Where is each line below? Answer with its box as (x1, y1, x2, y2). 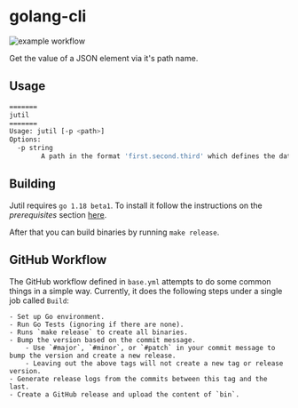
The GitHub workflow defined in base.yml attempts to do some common (9, 276, 272, 286)
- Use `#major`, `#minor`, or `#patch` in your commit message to (25, 343, 276, 352)
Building (9, 176, 56, 192)
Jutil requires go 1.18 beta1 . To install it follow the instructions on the (9, 200, 263, 211)
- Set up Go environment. (9, 312, 105, 321)
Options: (9, 135, 42, 144)
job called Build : (9, 295, 69, 306)
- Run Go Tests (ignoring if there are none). (9, 320, 184, 329)
